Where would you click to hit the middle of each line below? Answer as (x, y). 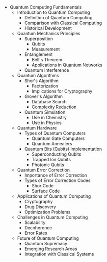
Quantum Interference (47, 70)
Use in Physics (47, 123)
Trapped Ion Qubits (51, 159)
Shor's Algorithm (41, 81)
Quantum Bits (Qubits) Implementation (63, 149)
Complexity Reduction (54, 107)
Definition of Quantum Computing (58, 18)
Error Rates (36, 233)
